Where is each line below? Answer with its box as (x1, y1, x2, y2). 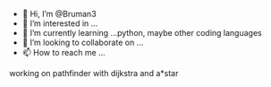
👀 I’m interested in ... (21, 18, 98, 29)
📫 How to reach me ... (21, 48, 106, 57)
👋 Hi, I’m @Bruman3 (21, 9, 97, 19)
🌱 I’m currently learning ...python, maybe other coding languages (21, 28, 262, 38)
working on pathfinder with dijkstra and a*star (9, 68, 179, 78)
